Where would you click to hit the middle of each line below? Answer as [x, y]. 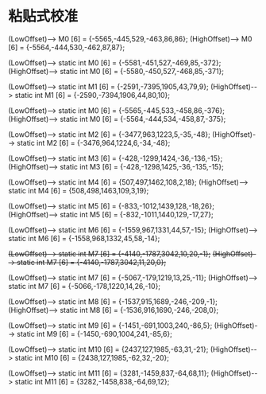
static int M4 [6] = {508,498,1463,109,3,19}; [79, 190]
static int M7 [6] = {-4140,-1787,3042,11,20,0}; [92, 262]
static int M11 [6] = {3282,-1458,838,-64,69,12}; [92, 381]
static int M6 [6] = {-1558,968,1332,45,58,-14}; [84, 238]
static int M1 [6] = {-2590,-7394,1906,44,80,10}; [93, 95]
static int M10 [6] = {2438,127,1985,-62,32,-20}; [92, 357]
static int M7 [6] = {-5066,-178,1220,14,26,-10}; [85, 286]
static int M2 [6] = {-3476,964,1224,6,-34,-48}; [94, 142]
